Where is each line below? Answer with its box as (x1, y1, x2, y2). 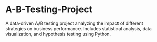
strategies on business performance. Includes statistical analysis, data (5, 25, 152, 31)
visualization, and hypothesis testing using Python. (5, 31, 111, 37)
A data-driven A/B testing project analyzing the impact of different (5, 20, 143, 26)
